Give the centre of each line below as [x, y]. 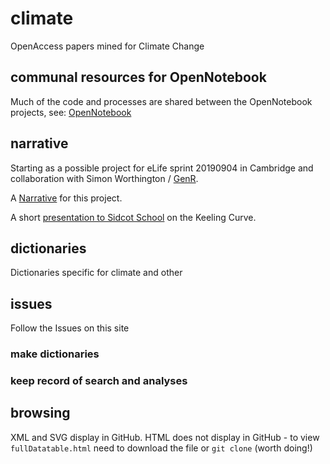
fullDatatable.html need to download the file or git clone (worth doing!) [161, 448]
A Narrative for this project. [66, 198]
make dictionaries [55, 354]
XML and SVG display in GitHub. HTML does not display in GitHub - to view [165, 437]
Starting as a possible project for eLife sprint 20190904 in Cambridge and [162, 168]
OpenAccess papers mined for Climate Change [107, 46]
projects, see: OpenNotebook [71, 112]
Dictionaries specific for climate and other [96, 273]
